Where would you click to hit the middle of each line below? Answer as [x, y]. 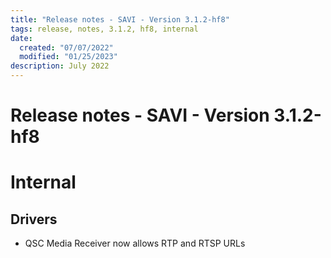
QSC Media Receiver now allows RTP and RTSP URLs [135, 243]
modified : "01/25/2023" [68, 57]
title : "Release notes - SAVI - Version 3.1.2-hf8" [120, 19]
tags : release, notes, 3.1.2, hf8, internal [104, 29]
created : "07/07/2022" [66, 47]
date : [21, 38]
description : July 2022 [60, 66]
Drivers [34, 219]
